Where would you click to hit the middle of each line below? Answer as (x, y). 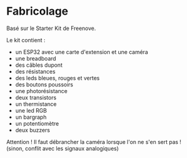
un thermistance (36, 104)
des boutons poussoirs (44, 85)
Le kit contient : (26, 40)
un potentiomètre (37, 123)
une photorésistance (41, 91)
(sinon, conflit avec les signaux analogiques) (63, 148)
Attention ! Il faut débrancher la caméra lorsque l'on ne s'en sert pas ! (94, 141)
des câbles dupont (39, 65)
